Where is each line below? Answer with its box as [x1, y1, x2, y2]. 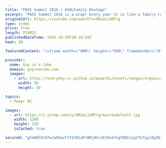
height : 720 [14, 122, 39, 127]
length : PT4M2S [5, 30, 37, 35]
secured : [5, 135, 23, 140]
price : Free [5, 26, 30, 31]
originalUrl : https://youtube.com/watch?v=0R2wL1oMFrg [5, 16, 121, 21]
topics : [5, 94, 21, 99]
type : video [5, 21, 30, 26]
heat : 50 [5, 40, 23, 45]
